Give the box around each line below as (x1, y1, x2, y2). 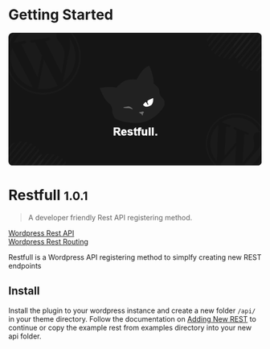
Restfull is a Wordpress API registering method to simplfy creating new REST (8, 252, 262, 262)
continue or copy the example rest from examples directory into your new (8, 322, 252, 332)
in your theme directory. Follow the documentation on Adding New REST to (8, 314, 257, 323)
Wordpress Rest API (8, 228, 75, 238)
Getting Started (8, 6, 114, 24)
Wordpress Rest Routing (8, 236, 88, 246)
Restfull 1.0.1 (8, 187, 88, 204)
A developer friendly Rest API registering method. (27, 212, 193, 222)
